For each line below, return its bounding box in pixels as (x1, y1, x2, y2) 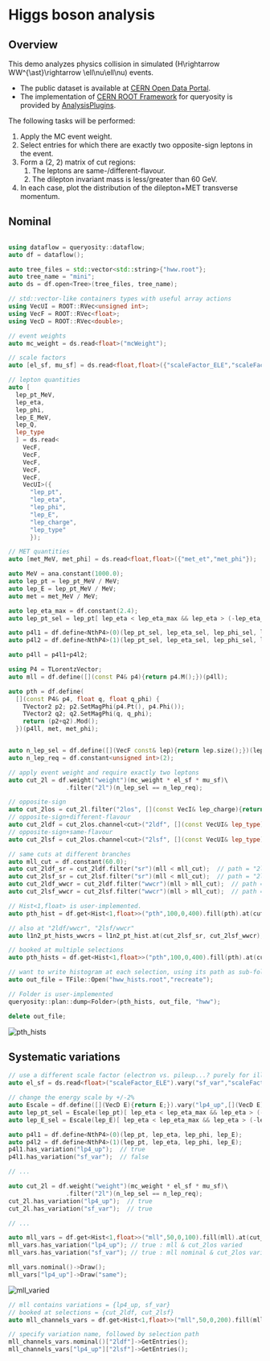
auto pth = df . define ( (8, 687, 84, 695)
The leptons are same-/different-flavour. (31, 166, 166, 175)
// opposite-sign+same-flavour (8, 828, 113, 836)
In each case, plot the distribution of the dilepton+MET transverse (19, 183, 239, 193)
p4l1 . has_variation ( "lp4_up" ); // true (8, 1146, 146, 1154)
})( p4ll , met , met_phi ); (15, 725, 99, 733)
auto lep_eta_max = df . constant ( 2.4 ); (8, 607, 138, 615)
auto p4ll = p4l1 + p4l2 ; (8, 651, 88, 659)
